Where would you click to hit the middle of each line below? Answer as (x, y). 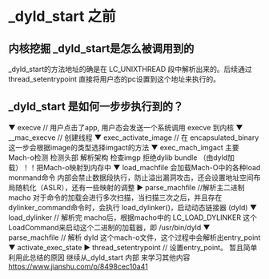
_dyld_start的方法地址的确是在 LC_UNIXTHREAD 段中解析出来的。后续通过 (130, 69)
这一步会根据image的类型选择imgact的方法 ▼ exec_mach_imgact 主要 (124, 147)
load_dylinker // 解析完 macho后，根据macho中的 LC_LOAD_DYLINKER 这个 (133, 217)
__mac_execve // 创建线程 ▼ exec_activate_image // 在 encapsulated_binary (134, 138)
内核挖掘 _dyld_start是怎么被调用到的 (101, 48)
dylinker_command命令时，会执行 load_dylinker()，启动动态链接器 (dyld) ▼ (133, 207)
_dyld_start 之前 (62, 16)
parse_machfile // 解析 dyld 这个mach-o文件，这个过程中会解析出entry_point (134, 237)
